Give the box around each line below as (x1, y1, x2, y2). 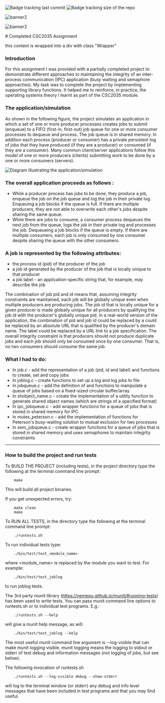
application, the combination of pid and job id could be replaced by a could (5, 318, 157, 323)
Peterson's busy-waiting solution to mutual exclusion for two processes (12, 419, 157, 425)
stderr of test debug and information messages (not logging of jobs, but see (5, 649, 159, 656)
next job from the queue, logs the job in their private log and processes (12, 222, 156, 228)
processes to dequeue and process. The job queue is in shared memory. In (5, 131, 157, 137)
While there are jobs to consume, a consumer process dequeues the (12, 216, 151, 222)
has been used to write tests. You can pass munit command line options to (5, 598, 156, 604)
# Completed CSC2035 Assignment (5, 33, 78, 39)
